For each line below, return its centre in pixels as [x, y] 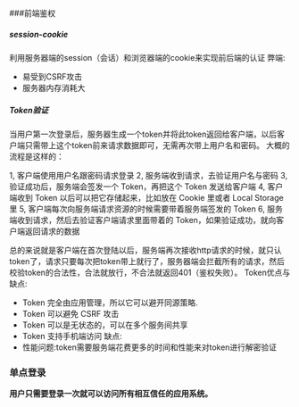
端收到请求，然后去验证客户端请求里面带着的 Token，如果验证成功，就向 [143, 220]
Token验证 [29, 110]
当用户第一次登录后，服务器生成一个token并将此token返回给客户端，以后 [143, 134]
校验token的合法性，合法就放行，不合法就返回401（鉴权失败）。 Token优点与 [150, 272]
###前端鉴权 [33, 13]
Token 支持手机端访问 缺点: [72, 336]
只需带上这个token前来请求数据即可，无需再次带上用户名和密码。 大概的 [157, 145]
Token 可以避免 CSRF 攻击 [71, 313]
